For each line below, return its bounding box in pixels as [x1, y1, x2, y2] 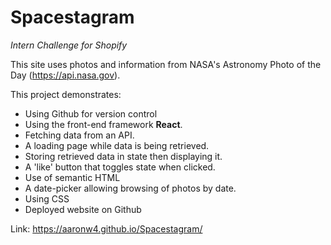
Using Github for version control [24, 107, 158, 120]
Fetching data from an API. [24, 129, 135, 141]
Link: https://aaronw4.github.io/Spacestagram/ [10, 222, 203, 235]
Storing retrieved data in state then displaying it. [24, 150, 223, 162]
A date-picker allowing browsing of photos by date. [24, 182, 237, 194]
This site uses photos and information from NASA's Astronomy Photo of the [10, 58, 322, 70]
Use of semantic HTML [24, 171, 121, 183]
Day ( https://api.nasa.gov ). [10, 69, 121, 81]
